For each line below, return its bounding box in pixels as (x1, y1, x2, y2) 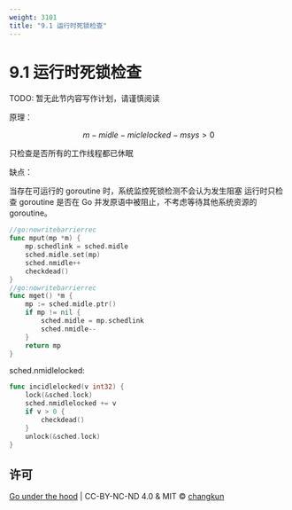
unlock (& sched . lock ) (25, 432, 101, 441)
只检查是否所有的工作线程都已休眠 (9, 148, 134, 159)
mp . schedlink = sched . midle (25, 242, 128, 251)
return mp (25, 341, 62, 350)
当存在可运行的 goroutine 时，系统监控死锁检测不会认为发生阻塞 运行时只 (9, 185, 276, 196)
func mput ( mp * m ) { (9, 234, 81, 243)
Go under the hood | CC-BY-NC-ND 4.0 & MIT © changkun (9, 491, 225, 502)
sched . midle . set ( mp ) (25, 250, 101, 260)
